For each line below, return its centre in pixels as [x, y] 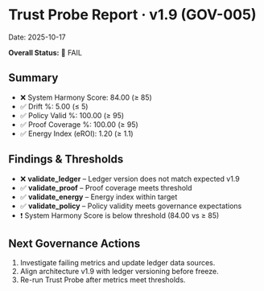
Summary [33, 78]
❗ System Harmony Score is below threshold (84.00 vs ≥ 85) [120, 215]
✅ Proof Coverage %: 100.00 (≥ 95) [79, 124]
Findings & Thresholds [66, 160]
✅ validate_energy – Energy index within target [99, 197]
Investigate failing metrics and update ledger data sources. [118, 263]
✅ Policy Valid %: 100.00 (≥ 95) [72, 115]
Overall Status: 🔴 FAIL [45, 52]
